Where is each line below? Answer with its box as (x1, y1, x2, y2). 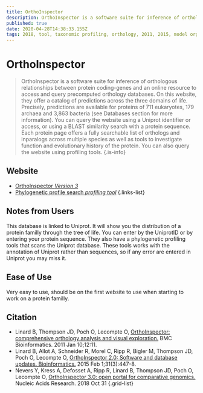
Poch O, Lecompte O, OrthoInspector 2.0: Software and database (14, 354, 178, 361)
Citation (6, 312, 37, 322)
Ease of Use (6, 272, 53, 283)
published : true (6, 20, 47, 26)
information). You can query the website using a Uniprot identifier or (21, 116, 191, 124)
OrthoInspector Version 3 (14, 182, 79, 189)
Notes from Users (6, 206, 74, 217)
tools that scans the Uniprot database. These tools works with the (6, 241, 170, 249)
